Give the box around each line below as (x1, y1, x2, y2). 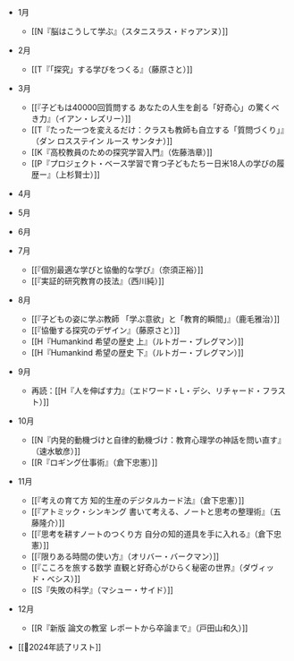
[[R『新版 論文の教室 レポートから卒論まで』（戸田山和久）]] (30, 622, 248, 633)
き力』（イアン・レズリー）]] (30, 114, 131, 124)
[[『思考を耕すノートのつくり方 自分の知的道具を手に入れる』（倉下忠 (30, 528, 281, 539)
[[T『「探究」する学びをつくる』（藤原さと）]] (30, 64, 193, 74)
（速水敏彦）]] (30, 446, 80, 456)
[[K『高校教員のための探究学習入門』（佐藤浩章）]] (30, 147, 213, 158)
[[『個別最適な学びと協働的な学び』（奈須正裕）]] (30, 264, 204, 275)
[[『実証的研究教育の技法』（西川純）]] (30, 276, 165, 286)
